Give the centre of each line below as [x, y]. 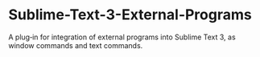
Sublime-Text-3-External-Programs [130, 15]
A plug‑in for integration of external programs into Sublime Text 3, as [122, 37]
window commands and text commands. [76, 45]
